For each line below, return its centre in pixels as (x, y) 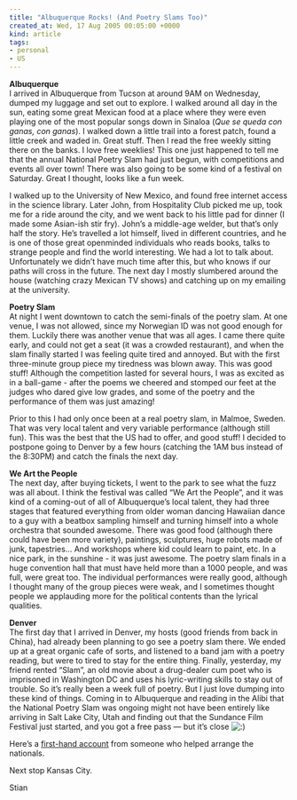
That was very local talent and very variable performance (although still (140, 428)
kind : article (35, 34)
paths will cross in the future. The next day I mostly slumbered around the (144, 271)
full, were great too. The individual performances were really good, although (148, 577)
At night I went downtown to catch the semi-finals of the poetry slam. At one (148, 317)
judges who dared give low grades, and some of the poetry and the (132, 392)
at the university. (40, 290)
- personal (29, 51)
